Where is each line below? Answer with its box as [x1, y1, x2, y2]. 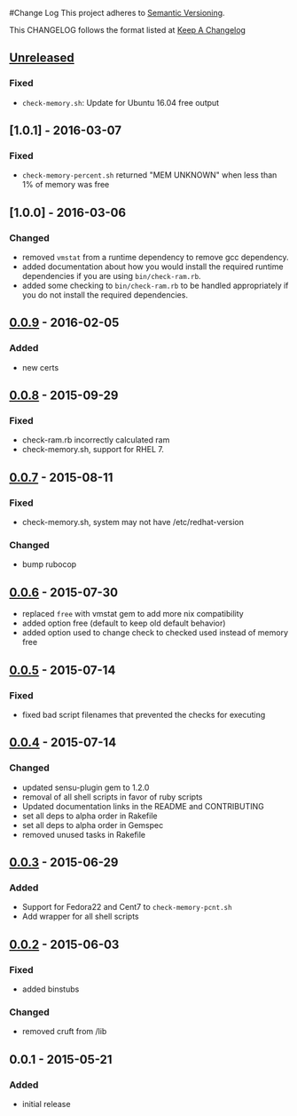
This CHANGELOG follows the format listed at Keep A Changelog [9, 25, 246, 35]
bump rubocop [21, 559, 77, 570]
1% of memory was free [21, 179, 110, 190]
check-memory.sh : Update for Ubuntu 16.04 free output [21, 97, 220, 108]
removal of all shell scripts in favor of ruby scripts [21, 791, 203, 802]
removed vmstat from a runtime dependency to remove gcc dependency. [21, 252, 289, 263]
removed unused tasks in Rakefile [21, 829, 146, 840]
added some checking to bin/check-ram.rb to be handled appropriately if [21, 280, 289, 291]
